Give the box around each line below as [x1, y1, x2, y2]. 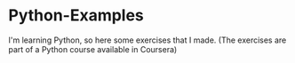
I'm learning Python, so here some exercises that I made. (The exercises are [8, 35, 287, 45]
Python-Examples [8, 5, 144, 26]
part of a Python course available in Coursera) [8, 43, 178, 54]
